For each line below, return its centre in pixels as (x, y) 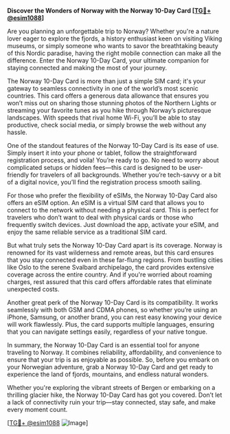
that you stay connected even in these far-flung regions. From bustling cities (115, 260)
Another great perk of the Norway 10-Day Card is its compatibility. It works (113, 302)
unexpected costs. (33, 289)
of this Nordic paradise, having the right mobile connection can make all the (114, 53)
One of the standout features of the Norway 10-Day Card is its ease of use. (113, 145)
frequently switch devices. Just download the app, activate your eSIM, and (113, 225)
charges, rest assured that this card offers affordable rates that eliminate (110, 282)
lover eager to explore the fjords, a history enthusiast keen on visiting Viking (115, 39)
